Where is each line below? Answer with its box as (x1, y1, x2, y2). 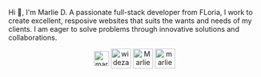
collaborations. (8, 33, 58, 42)
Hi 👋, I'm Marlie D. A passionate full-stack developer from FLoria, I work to (8, 8, 254, 17)
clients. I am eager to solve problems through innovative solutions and (8, 25, 240, 33)
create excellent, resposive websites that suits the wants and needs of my (8, 16, 252, 25)
